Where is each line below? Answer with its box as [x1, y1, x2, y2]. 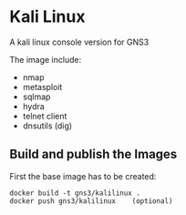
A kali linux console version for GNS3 [9, 36, 150, 47]
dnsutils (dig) [22, 120, 73, 131]
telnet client [22, 110, 67, 121]
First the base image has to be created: [9, 170, 157, 181]
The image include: [9, 54, 82, 65]
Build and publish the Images [9, 147, 178, 162]
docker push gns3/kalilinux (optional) [9, 196, 173, 206]
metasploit [22, 81, 63, 92]
